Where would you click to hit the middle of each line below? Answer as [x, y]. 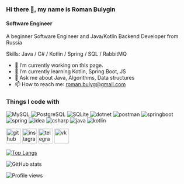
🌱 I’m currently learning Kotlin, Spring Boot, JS [70, 71]
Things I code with [33, 102]
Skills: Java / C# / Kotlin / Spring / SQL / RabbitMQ [67, 54]
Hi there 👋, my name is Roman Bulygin [61, 9]
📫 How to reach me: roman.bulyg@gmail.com [70, 84]
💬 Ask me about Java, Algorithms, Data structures [74, 78]
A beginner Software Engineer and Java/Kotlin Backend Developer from [92, 36]
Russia [14, 43]
